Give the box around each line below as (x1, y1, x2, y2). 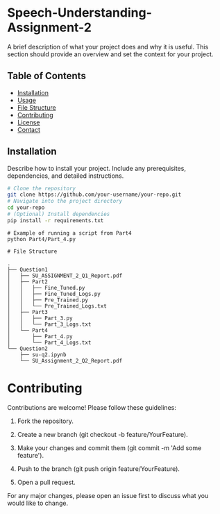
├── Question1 (7, 266, 49, 273)
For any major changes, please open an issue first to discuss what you (7, 491, 209, 499)
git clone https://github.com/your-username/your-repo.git (7, 191, 182, 199)
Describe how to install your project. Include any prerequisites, (7, 164, 186, 172)
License (17, 118, 40, 126)
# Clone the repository (7, 185, 76, 192)
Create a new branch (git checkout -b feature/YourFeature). (17, 430, 189, 438)
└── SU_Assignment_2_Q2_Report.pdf (19, 357, 123, 364)
